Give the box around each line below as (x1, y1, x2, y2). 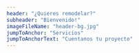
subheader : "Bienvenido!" (6, 17, 81, 23)
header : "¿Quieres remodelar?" (6, 10, 96, 17)
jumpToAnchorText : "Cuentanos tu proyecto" (6, 36, 133, 43)
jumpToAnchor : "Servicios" (6, 29, 84, 36)
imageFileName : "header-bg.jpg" (6, 23, 99, 30)
